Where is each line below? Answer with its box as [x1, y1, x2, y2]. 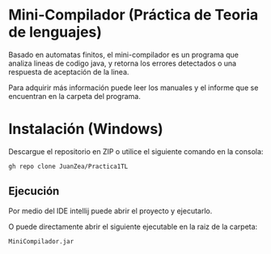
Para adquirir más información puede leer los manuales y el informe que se [8, 83, 259, 93]
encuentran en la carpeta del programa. [8, 91, 142, 101]
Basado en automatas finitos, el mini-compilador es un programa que [8, 50, 239, 59]
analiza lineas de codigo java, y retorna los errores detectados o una [8, 58, 237, 68]
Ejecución [8, 184, 60, 198]
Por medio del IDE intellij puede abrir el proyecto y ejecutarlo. [8, 205, 213, 216]
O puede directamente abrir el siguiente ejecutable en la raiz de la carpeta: [8, 222, 258, 231]
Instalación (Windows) [8, 120, 163, 139]
